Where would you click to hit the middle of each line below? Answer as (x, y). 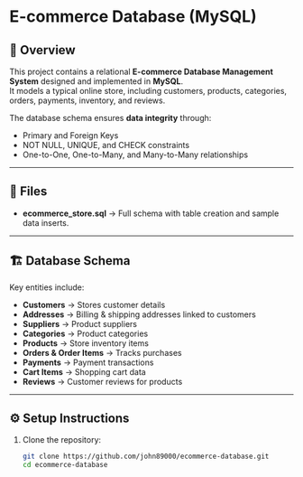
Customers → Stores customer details (94, 304)
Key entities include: (47, 287)
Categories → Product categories (85, 333)
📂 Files (28, 192)
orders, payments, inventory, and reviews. (87, 100)
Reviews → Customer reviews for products (102, 381)
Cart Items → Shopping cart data (84, 371)
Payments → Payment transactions (88, 362)
